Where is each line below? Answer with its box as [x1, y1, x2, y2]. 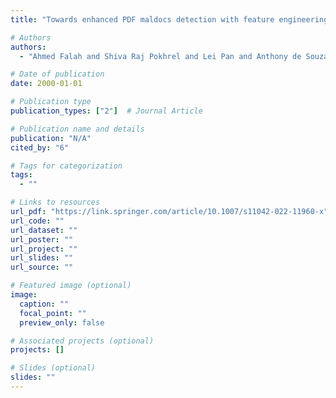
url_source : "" [10, 262, 74, 273]
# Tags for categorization [10, 161, 123, 171]
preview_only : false [19, 317, 105, 328]
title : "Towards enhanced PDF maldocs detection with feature [10, 14, 275, 25]
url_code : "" [10, 216, 65, 226]
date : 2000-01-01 [10, 79, 83, 89]
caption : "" [19, 299, 70, 309]
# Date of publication [10, 69, 105, 80]
